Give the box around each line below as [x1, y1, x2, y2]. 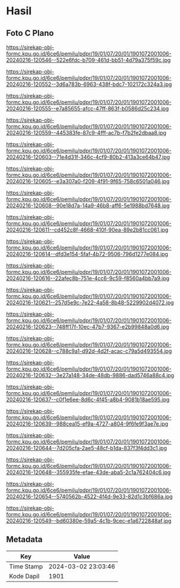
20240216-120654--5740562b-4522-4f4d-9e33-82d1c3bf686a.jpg [6, 493, 173, 500]
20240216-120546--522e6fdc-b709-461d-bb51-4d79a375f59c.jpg [6, 57, 171, 63]
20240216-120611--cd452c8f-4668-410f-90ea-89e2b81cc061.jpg [6, 226, 169, 233]
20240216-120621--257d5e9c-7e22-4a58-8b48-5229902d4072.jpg [6, 299, 174, 306]
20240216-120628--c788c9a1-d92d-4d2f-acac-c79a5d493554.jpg [6, 347, 172, 355]
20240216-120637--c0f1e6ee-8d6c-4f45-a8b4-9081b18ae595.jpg [6, 396, 170, 403]
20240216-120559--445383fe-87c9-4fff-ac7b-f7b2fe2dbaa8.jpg [6, 130, 166, 136]
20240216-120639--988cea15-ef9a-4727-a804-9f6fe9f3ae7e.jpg [6, 420, 168, 427]
